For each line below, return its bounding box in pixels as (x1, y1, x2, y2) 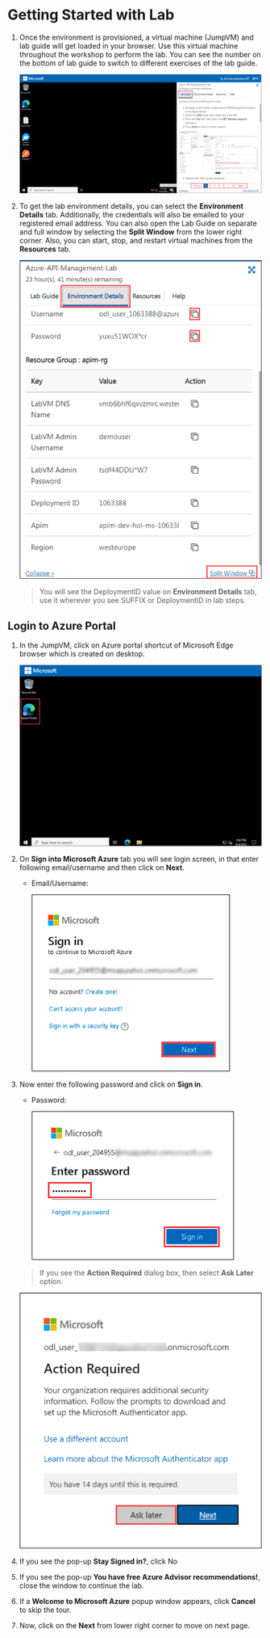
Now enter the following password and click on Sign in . (19, 1079, 203, 1089)
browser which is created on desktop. (19, 648, 145, 658)
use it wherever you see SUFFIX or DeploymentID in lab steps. (39, 596, 247, 606)
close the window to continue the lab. (19, 1581, 144, 1590)
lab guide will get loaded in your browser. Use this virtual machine (19, 40, 239, 50)
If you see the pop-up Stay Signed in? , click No (19, 1556, 178, 1566)
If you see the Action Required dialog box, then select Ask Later (39, 1268, 255, 1278)
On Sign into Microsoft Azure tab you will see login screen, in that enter (19, 855, 260, 864)
